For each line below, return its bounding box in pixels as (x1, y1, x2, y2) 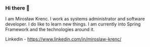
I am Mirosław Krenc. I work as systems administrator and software (5, 16, 145, 22)
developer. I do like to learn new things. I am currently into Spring (5, 21, 141, 27)
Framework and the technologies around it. (5, 26, 95, 32)
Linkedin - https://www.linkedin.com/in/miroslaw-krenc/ (5, 36, 122, 42)
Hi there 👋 (5, 4, 30, 11)
